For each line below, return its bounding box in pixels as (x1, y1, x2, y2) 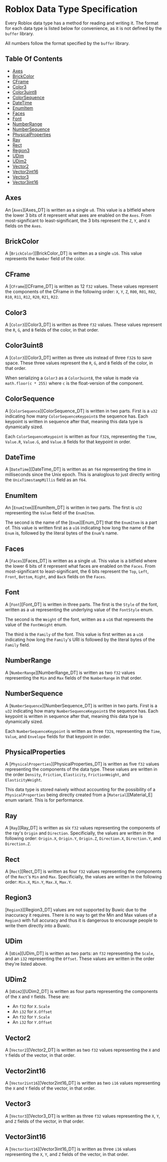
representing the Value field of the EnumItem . (5, 510, 95, 516)
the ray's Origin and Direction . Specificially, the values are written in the (5, 830, 155, 836)
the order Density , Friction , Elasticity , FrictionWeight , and (5, 772, 130, 778)
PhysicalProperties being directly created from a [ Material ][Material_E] (5, 792, 153, 798)
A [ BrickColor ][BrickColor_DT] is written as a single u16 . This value (5, 250, 142, 256)
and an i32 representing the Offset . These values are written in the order (5, 956, 155, 962)
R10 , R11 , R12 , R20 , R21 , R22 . (5, 294, 59, 300)
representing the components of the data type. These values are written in (5, 766, 158, 772)
